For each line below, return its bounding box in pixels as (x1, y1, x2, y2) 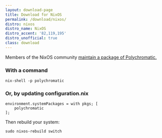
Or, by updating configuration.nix (5, 89, 89, 97)
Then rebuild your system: (5, 119, 60, 125)
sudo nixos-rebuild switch (5, 129, 62, 134)
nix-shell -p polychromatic (5, 78, 65, 83)
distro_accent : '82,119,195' (5, 31, 67, 36)
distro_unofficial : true (5, 36, 58, 41)
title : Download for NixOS (5, 12, 62, 17)
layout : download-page (5, 7, 53, 13)
